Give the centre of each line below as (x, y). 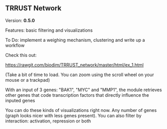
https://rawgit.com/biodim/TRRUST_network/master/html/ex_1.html (74, 64)
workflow (15, 45)
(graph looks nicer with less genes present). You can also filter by (73, 115)
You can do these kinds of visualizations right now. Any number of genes (81, 110)
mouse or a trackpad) (28, 80)
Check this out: (21, 55)
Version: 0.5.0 (20, 20)
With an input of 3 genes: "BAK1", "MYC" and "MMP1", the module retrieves (84, 90)
